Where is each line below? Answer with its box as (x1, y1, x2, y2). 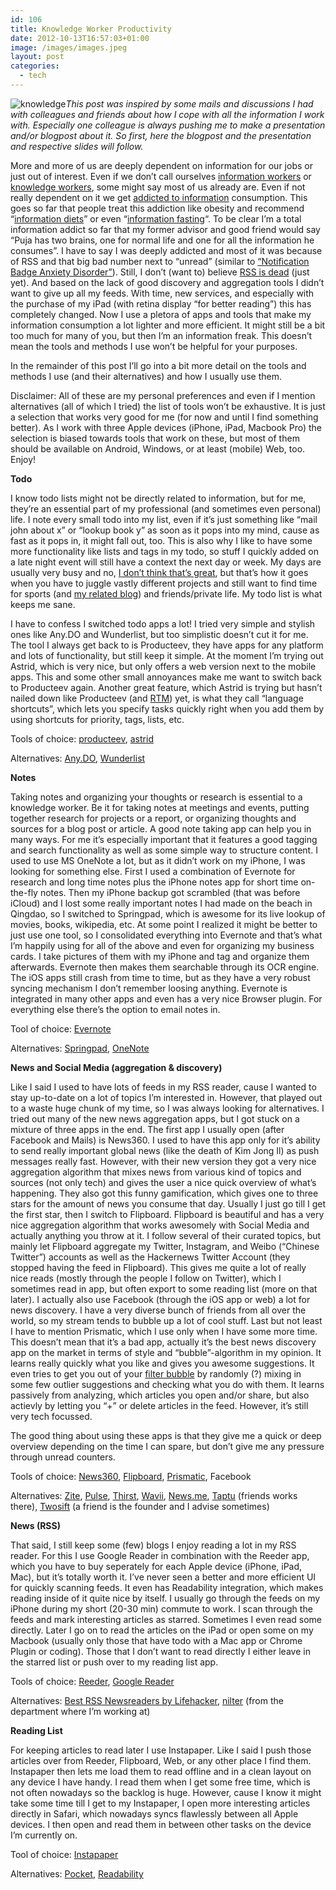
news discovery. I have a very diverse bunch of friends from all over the (10, 1304, 307, 1316)
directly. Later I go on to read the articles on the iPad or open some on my (10, 1624, 314, 1636)
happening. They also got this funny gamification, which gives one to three (10, 1187, 319, 1199)
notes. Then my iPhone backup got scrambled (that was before (39, 886, 301, 898)
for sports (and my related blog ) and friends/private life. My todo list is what (10, 587, 323, 600)
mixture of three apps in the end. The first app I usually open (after (10, 1123, 285, 1135)
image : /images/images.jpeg (10, 42, 128, 53)
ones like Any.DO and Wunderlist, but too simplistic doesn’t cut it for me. (10, 628, 309, 640)
